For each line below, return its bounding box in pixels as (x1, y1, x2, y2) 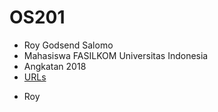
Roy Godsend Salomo (23, 39, 114, 51)
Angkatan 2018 (23, 60, 87, 72)
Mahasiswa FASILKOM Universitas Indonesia (23, 49, 209, 61)
